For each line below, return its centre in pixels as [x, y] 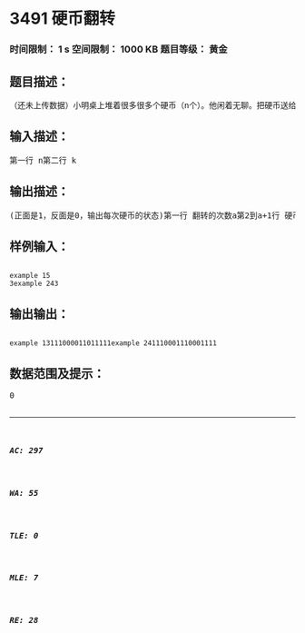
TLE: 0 [24, 535]
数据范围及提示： [57, 373]
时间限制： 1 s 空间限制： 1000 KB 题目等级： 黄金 [119, 49]
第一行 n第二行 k [43, 160]
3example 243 [34, 284]
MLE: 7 [24, 578]
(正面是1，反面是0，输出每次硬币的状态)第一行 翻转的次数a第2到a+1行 [145, 215]
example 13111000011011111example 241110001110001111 [113, 343]
